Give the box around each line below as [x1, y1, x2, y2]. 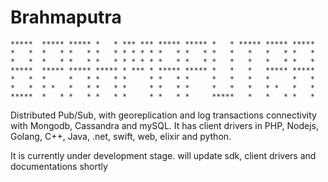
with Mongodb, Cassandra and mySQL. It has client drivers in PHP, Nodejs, [10, 119, 320, 131]
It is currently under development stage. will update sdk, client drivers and [10, 149, 317, 161]
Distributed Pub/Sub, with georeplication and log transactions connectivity [10, 109, 317, 121]
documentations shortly [10, 160, 108, 172]
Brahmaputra [10, 6, 122, 29]
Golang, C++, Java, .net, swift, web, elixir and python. [10, 130, 232, 142]
